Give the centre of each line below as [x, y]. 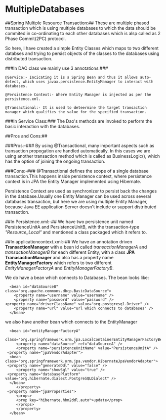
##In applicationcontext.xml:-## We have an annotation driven [69, 241]
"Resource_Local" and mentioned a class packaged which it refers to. [76, 232]
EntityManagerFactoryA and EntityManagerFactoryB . [60, 268]
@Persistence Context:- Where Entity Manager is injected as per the [78, 94]
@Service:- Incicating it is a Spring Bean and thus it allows [72, 77]
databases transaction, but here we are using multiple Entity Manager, [76, 201]
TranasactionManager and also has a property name [59, 257]
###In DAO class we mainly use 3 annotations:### [57, 68]
